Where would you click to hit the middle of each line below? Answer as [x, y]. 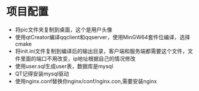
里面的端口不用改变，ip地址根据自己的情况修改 [78, 58]
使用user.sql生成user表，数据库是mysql [64, 66]
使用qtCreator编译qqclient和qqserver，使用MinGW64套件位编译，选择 [103, 37]
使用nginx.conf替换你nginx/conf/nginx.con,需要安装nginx [86, 81]
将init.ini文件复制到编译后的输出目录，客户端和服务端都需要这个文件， [101, 51]
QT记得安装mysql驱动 [42, 74]
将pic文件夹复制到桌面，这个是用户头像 [63, 30]
